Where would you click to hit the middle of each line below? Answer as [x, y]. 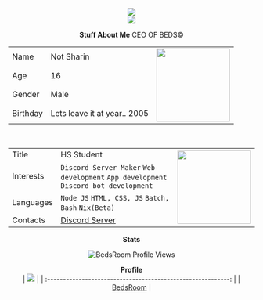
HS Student [82, 154]
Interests [28, 176]
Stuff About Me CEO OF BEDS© [131, 35]
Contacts [29, 220]
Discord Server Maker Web [108, 168]
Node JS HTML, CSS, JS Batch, [115, 198]
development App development [114, 177]
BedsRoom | [131, 287]
